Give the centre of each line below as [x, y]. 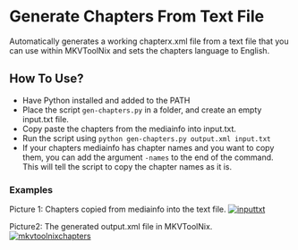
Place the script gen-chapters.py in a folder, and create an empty [142, 110]
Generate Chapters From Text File [137, 17]
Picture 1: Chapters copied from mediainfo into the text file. [118, 209]
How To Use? [47, 79]
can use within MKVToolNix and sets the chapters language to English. [140, 50]
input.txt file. [46, 119]
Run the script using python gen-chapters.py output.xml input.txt [146, 138]
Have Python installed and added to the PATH [106, 100]
